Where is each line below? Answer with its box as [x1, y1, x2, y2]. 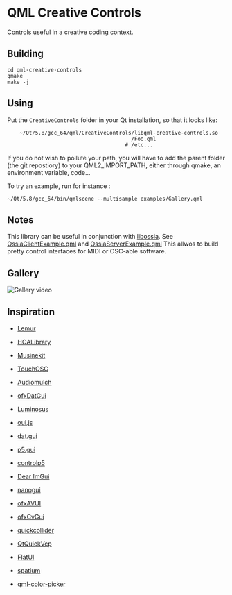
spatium [17, 567, 41, 574]
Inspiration [7, 305, 55, 317]
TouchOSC [17, 364, 48, 373]
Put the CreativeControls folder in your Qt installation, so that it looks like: [7, 116, 218, 124]
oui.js [17, 419, 33, 426]
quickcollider [17, 526, 54, 534]
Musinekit [17, 351, 46, 359]
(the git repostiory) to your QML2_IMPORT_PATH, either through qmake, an [7, 161, 222, 169]
